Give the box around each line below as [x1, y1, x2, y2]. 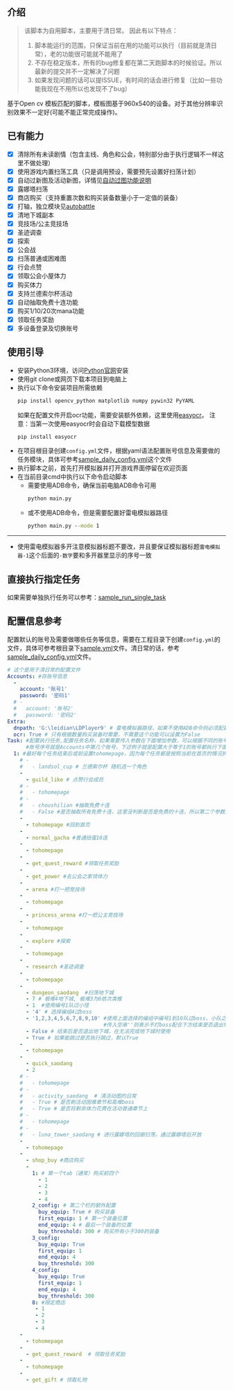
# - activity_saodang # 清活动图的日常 [19, 1092, 137, 1099]
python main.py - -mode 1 [27, 523, 100, 530]
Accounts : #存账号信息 [7, 673, 68, 680]
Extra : [7, 718, 26, 725]
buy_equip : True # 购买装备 [37, 1209, 116, 1216]
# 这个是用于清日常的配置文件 [7, 666, 81, 673]
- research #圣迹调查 [25, 964, 85, 971]
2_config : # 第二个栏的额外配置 [32, 1202, 116, 1209]
